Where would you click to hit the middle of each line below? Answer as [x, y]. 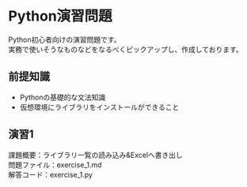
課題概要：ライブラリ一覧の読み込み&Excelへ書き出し [96, 155]
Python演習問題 [60, 16]
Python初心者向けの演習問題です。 [65, 39]
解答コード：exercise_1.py [51, 174]
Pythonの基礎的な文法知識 [63, 97]
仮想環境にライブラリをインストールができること [99, 107]
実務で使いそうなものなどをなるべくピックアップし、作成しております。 [125, 49]
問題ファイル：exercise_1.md [55, 165]
